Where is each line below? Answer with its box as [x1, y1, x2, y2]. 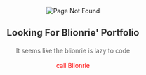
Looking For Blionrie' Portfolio [6, 27, 140, 39]
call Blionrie [55, 62, 91, 70]
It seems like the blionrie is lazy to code [15, 46, 131, 55]
